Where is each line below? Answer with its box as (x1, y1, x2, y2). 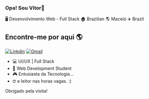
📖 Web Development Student (12, 65, 72, 71)
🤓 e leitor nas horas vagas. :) (12, 78, 72, 84)
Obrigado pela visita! (5, 88, 48, 94)
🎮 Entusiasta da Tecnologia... (12, 71, 74, 77)
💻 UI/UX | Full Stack (12, 58, 55, 64)
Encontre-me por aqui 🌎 (5, 33, 83, 41)
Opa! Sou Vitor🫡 (5, 4, 45, 11)
